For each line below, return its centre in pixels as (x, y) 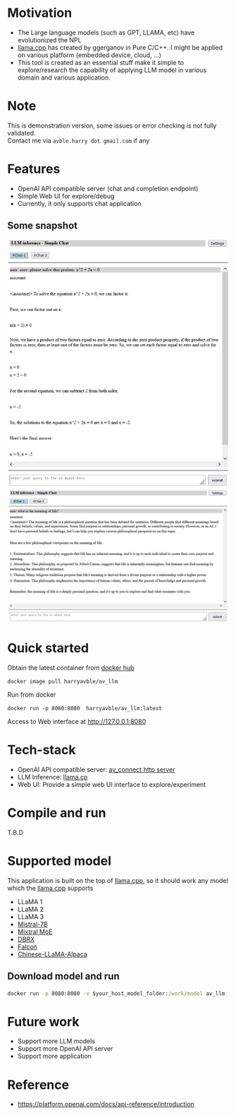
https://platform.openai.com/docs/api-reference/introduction (106, 1104)
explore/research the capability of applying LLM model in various (112, 70)
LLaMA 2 (31, 909)
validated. (22, 133)
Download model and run (63, 976)
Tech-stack (42, 750)
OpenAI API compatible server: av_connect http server (96, 769)
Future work (43, 1022)
